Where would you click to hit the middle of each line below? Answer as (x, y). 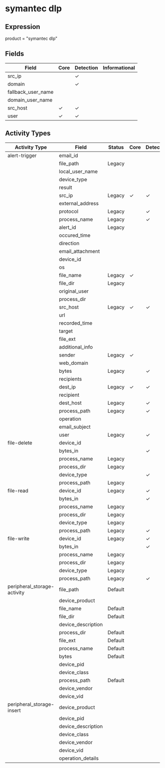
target (66, 331)
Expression (23, 27)
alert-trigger (22, 155)
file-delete (20, 442)
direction (69, 243)
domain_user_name (30, 100)
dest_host (70, 403)
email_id (69, 155)
